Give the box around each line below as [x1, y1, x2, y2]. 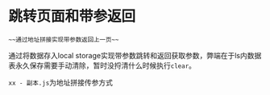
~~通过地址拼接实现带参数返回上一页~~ [8, 35, 119, 44]
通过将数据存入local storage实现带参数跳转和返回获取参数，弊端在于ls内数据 [8, 50, 262, 60]
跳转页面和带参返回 [8, 7, 136, 26]
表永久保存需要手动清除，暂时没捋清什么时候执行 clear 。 [8, 61, 196, 70]
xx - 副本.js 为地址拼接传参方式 [8, 77, 114, 87]
